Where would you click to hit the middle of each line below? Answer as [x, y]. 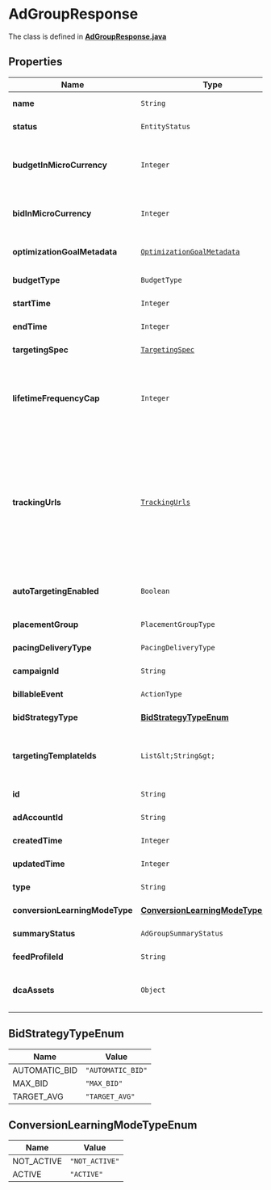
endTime [30, 326]
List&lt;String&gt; [178, 755]
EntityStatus [166, 126]
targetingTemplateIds [54, 755]
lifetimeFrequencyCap [56, 398]
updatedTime [39, 864]
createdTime [38, 840]
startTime [31, 303]
